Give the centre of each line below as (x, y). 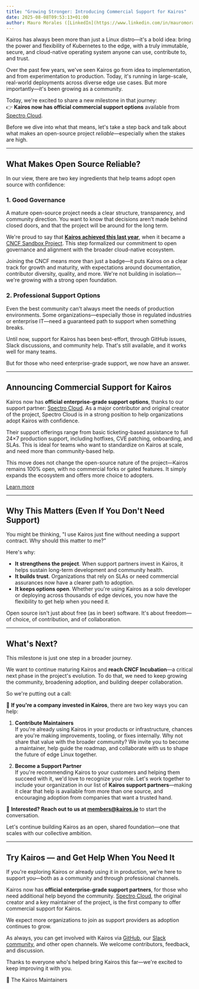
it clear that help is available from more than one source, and (89, 791)
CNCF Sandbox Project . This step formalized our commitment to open (92, 244)
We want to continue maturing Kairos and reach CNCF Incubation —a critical (100, 669)
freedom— (179, 613)
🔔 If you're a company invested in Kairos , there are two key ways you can (97, 705)
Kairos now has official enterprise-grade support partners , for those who (97, 890)
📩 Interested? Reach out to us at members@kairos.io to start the (86, 809)
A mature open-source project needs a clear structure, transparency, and (96, 213)
